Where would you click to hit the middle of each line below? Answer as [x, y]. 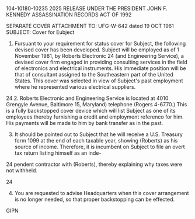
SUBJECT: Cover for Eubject [40, 32]
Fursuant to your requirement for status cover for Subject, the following [100, 44]
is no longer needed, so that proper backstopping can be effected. [95, 199]
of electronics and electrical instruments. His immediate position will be [100, 68]
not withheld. [22, 171]
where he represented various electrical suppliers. [75, 87]
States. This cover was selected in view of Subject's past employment [99, 81]
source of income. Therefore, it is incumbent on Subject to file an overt [100, 147]
